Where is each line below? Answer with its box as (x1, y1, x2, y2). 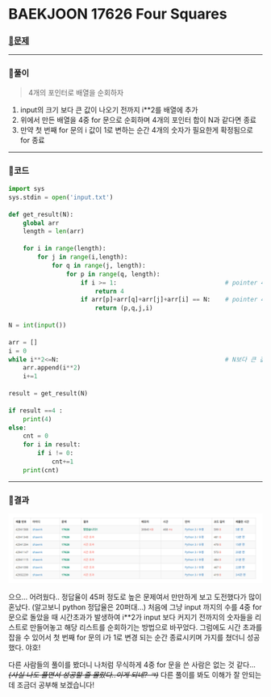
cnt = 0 (23, 432, 48, 441)
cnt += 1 (51, 458, 74, 466)
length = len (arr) (23, 227, 85, 235)
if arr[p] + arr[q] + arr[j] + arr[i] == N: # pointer (80, 296, 258, 304)
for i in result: (23, 441, 81, 449)
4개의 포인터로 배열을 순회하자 (27, 87, 124, 97)
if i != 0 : (37, 450, 74, 458)
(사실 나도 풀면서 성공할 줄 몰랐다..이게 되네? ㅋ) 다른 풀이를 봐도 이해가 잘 (8, 670, 240, 679)
